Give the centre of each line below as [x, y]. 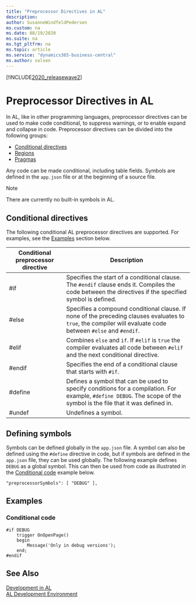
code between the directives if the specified [126, 292]
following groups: [27, 136]
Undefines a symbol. [94, 413]
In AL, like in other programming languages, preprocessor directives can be [97, 117]
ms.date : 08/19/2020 [31, 33]
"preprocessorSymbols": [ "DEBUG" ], [52, 484]
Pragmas [25, 159]
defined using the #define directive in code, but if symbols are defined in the [98, 454]
